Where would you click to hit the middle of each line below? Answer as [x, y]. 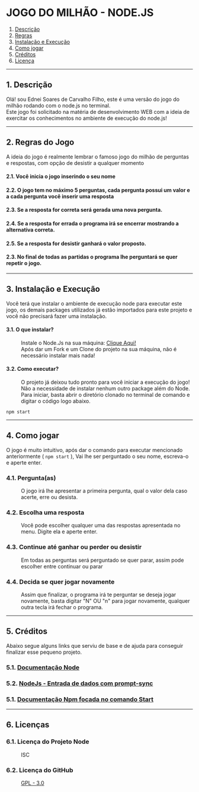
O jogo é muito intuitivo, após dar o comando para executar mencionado [94, 450]
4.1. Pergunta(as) [31, 478]
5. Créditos [27, 632]
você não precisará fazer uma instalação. [57, 316]
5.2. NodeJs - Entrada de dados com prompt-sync [80, 683]
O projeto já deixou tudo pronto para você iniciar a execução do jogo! [105, 382]
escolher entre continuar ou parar [62, 566]
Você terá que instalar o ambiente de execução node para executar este [94, 303]
